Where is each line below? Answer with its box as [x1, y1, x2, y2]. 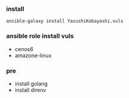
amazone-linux [14, 52, 52, 59]
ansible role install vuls [6, 32, 74, 40]
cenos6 [14, 45, 34, 52]
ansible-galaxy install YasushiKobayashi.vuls [6, 18, 124, 24]
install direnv [14, 86, 46, 93]
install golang [14, 80, 48, 87]
